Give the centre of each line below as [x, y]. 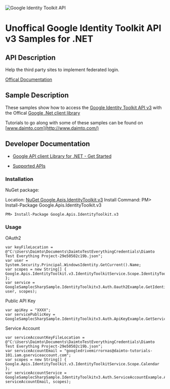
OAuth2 [13, 238]
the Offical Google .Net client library [43, 113]
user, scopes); [21, 291]
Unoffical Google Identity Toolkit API [83, 28]
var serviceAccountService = [36, 373]
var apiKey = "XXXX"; [28, 310]
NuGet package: [22, 190]
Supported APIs [29, 166]
